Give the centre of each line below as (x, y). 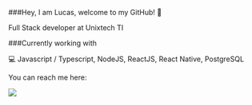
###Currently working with (53, 43)
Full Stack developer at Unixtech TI (66, 27)
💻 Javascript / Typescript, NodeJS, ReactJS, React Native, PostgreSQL (126, 59)
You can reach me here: (48, 77)
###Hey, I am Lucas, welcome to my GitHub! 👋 (85, 12)
